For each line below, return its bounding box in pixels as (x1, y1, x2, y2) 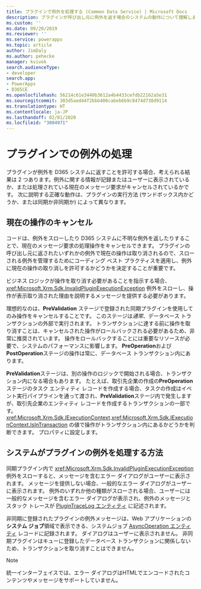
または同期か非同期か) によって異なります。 (22, 199, 130, 206)
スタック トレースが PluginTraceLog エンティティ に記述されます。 (6, 502, 170, 509)
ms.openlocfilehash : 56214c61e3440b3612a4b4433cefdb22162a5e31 (6, 92, 167, 98)
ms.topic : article (6, 42, 52, 48)
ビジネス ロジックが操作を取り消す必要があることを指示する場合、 (6, 277, 170, 284)
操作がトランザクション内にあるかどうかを (84, 421, 190, 428)
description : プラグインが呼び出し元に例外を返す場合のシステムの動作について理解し (6, 14, 193, 20)
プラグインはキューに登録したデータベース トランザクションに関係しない (11, 537, 191, 544)
